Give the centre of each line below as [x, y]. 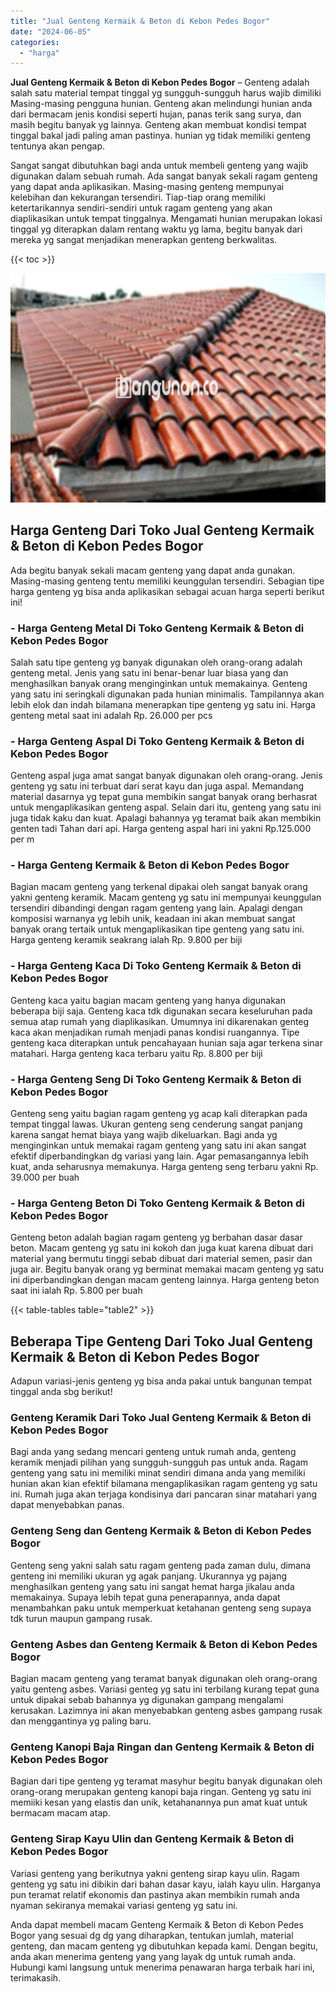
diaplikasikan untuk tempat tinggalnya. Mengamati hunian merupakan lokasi [166, 219]
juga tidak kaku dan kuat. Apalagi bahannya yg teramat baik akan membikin [166, 818]
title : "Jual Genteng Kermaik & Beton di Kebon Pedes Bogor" [140, 21]
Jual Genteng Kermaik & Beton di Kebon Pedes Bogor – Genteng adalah [160, 82]
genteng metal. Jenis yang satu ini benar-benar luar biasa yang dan [149, 672]
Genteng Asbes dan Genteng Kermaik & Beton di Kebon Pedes [164, 1644]
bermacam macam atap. [60, 1813]
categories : [35, 42]
